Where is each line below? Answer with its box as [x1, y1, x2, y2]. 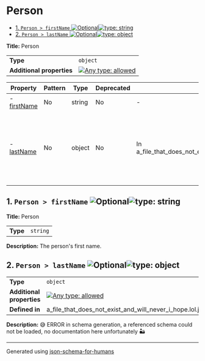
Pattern [43, 83, 66, 92]
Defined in [9, 305, 41, 313]
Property [10, 83, 37, 92]
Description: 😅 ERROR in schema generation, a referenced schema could [6, 321, 193, 328]
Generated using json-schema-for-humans [6, 348, 115, 355]
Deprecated [95, 83, 131, 92]
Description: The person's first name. [6, 242, 102, 249]
